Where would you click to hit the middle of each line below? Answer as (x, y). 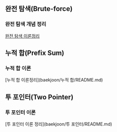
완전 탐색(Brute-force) (39, 9)
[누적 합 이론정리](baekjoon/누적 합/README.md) (54, 80)
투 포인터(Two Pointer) (39, 97)
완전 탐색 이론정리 (22, 36)
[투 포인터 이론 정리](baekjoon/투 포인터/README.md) (59, 124)
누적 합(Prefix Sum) (35, 53)
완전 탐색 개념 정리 (26, 24)
